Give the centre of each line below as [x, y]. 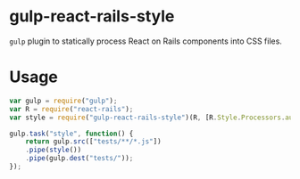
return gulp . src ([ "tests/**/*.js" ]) [94, 142]
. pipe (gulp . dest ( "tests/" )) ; [79, 159]
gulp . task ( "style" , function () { [71, 134]
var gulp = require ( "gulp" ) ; [63, 101]
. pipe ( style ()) [54, 150]
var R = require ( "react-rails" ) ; [71, 109]
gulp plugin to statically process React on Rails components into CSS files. [146, 41]
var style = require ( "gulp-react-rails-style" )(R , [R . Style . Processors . [147, 118]
